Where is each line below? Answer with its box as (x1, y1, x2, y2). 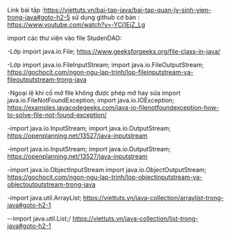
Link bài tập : (7, 6, 44, 14)
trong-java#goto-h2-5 (7, 13, 71, 21)
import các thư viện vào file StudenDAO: (7, 34, 123, 42)
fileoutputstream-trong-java (7, 75, 87, 84)
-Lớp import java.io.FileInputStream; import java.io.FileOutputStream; (7, 61, 204, 68)
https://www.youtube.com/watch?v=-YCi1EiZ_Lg (7, 21, 146, 28)
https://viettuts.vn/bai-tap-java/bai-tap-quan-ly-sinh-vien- (44, 6, 212, 14)
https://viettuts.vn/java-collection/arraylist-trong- (83, 193, 224, 202)
